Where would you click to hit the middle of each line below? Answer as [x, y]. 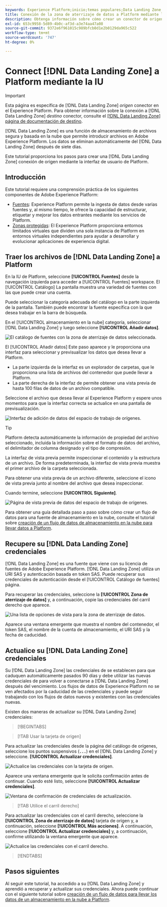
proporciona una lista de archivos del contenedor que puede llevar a [82, 373]
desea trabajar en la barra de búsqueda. [46, 313]
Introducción [26, 177]
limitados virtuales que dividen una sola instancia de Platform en [78, 231]
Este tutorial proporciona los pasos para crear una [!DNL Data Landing [77, 156]
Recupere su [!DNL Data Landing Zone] [67, 544]
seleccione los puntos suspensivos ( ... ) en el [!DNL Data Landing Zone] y [81, 751]
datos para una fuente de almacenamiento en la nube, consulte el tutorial [80, 518]
